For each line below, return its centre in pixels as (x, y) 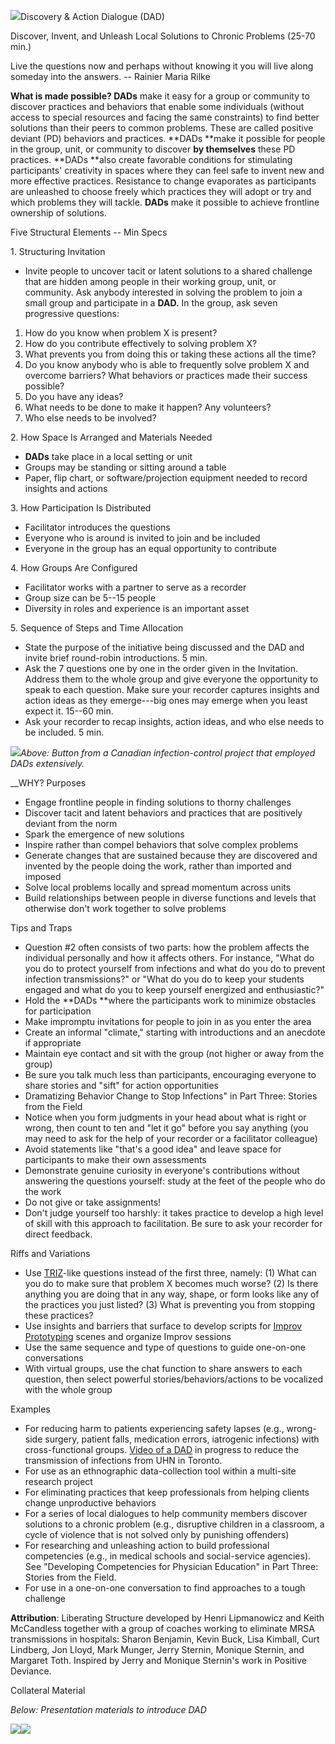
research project (58, 1481)
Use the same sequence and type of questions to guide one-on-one (165, 1347)
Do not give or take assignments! (93, 1202)
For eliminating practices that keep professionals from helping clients (167, 1492)
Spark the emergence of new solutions (104, 834)
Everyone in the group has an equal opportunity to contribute (150, 548)
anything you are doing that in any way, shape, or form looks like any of (172, 1294)
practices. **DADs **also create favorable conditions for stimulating (151, 159)
